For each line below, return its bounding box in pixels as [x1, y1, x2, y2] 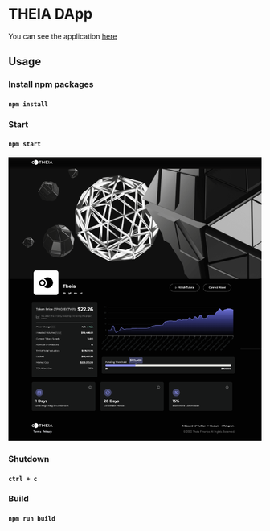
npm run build [8, 515, 56, 523]
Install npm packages [8, 79, 94, 90]
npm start [8, 140, 42, 149]
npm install [8, 100, 48, 109]
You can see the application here [8, 31, 117, 41]
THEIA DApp [8, 5, 93, 23]
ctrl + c [8, 475, 38, 483]
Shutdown [8, 453, 50, 464]
